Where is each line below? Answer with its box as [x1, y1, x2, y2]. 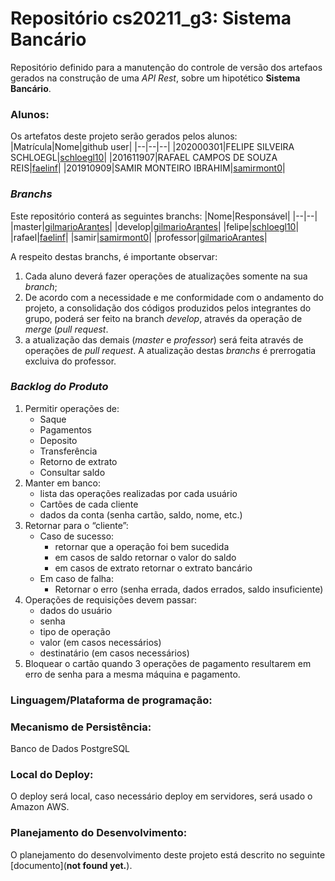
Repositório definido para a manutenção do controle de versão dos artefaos [10, 61, 323, 73]
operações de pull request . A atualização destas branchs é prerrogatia [24, 344, 317, 356]
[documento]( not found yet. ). [10, 859, 133, 871]
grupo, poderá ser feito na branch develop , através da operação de [24, 312, 303, 324]
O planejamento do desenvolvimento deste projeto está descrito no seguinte [10, 848, 326, 861]
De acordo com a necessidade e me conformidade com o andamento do [24, 291, 324, 303]
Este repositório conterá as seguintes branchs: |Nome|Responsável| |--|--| [10, 210, 318, 222]
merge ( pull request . [24, 323, 109, 335]
